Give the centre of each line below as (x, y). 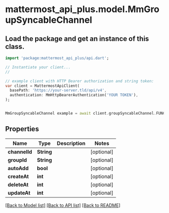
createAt (18, 176)
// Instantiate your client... (38, 67)
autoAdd (18, 168)
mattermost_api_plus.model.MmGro (82, 9)
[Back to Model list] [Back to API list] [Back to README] (63, 205)
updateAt (19, 193)
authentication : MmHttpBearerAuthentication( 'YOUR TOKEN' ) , (74, 95)
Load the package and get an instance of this (77, 39)
